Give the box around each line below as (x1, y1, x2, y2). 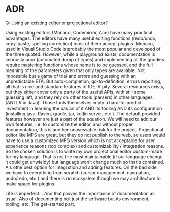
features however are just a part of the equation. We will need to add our (5, 116, 157, 122)
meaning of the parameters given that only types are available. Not (5, 67, 145, 74)
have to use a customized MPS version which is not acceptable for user (5, 137, 155, 144)
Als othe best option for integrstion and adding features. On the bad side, (5, 164, 158, 170)
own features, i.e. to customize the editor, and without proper (5, 121, 133, 127)
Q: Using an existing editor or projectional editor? (5, 20, 108, 26)
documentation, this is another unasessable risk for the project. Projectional (5, 126, 163, 132)
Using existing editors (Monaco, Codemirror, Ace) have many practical (5, 29, 152, 36)
